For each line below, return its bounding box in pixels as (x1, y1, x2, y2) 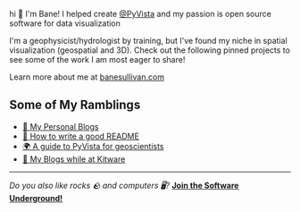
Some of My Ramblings (9, 98, 141, 113)
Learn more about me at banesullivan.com (9, 72, 165, 82)
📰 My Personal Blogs (21, 121, 99, 131)
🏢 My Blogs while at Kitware (21, 153, 126, 165)
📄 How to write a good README (21, 131, 140, 141)
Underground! (9, 192, 63, 203)
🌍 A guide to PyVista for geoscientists (21, 140, 164, 151)
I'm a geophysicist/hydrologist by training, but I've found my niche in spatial (9, 36, 287, 46)
